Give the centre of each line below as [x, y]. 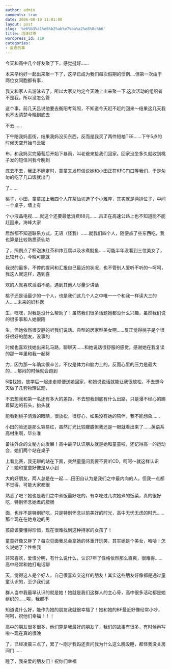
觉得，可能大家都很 [30, 485]
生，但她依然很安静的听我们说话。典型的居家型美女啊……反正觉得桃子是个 [83, 330]
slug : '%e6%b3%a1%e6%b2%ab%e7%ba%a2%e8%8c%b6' [55, 29]
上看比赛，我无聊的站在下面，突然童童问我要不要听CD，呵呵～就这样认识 [82, 461]
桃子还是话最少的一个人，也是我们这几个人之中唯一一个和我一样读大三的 [81, 296]
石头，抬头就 [36, 405]
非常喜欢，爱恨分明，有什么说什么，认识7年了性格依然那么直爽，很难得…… [84, 558]
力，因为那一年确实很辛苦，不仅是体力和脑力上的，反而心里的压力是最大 [81, 364]
